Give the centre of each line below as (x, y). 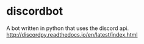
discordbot (35, 11)
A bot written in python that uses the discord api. (68, 28)
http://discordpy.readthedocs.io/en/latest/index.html (72, 34)
